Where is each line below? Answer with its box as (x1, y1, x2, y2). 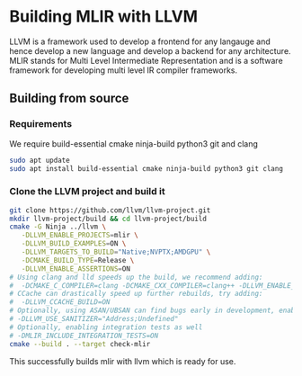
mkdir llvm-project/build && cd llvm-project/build (9, 214, 207, 223)
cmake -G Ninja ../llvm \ (9, 222, 106, 231)
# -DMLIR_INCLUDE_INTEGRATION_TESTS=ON (9, 331, 159, 340)
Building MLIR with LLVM (9, 6, 199, 27)
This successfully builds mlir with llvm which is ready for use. (9, 355, 236, 366)
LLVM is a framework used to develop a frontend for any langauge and (9, 36, 271, 47)
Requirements (9, 118, 73, 130)
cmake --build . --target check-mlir (9, 339, 151, 348)
